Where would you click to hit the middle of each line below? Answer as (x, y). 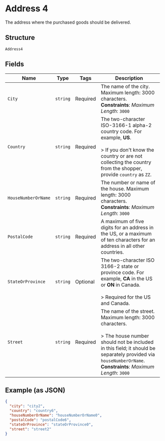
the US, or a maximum (126, 234)
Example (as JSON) (35, 390)
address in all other (123, 246)
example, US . (116, 137)
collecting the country (126, 162)
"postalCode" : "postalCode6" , (40, 420)
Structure (20, 38)
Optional (85, 281)
